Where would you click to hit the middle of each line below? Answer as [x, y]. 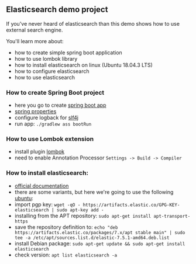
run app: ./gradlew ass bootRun [53, 124]
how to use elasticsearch [44, 77]
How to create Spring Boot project [55, 92]
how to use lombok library [46, 58]
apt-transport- [172, 216]
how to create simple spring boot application [68, 53]
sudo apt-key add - [80, 210]
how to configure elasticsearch [52, 71]
